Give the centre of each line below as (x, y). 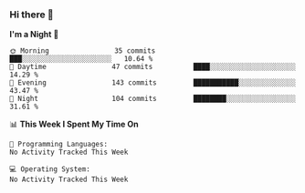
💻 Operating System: (50, 169)
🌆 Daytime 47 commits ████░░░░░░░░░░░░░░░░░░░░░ (153, 67)
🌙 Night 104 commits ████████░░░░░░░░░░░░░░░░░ (153, 99)
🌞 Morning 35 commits (83, 51)
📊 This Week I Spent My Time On (74, 124)
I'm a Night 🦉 (34, 35)
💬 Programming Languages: (58, 145)
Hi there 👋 (32, 15)
